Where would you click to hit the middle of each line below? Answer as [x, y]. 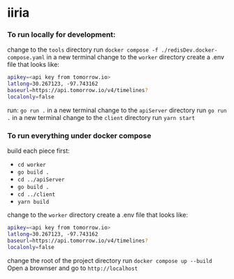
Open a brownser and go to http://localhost [73, 268]
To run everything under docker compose [79, 135]
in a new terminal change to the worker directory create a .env [136, 57]
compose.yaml [26, 58]
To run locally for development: [61, 35]
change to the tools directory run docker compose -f [83, 50]
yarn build [33, 202]
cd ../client [36, 195]
